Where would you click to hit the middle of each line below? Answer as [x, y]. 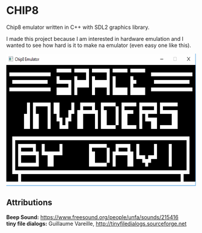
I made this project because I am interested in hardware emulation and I [95, 39]
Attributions [29, 203]
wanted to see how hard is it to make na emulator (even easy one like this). [99, 45]
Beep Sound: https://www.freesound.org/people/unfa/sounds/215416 [92, 217]
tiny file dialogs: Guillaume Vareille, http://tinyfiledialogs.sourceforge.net [96, 223]
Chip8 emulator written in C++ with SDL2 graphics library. [78, 27]
